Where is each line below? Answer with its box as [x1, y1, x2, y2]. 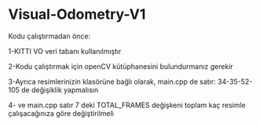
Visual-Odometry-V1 [8, 5, 146, 23]
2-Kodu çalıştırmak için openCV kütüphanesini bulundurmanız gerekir [8, 61, 233, 71]
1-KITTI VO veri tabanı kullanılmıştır [8, 46, 122, 56]
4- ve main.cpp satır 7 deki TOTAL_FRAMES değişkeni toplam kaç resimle [8, 100, 246, 110]
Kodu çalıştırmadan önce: [8, 31, 91, 41]
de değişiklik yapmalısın [20, 85, 99, 95]
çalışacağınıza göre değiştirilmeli [8, 108, 114, 118]
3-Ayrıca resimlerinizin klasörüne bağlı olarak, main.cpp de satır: [8, 77, 216, 86]
